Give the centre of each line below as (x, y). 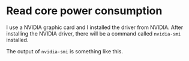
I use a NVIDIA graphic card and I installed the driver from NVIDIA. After (95, 27)
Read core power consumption (84, 11)
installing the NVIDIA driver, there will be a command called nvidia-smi (94, 33)
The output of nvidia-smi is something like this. (64, 51)
